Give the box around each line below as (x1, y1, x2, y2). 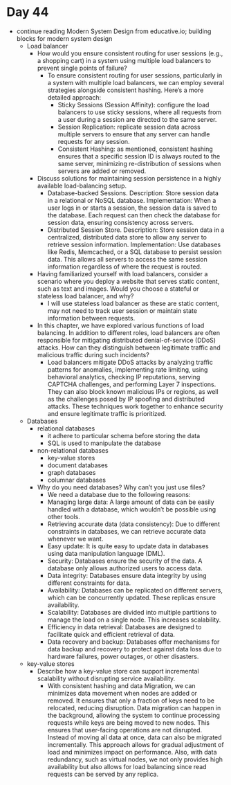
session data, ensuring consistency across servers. (47, 218, 194, 226)
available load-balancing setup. (37, 181, 127, 190)
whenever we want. (47, 534, 104, 543)
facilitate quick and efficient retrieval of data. (47, 630, 176, 638)
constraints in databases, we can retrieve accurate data (47, 527, 206, 535)
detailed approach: (47, 93, 102, 101)
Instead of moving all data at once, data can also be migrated (47, 733, 222, 741)
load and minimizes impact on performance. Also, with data (47, 748, 217, 756)
